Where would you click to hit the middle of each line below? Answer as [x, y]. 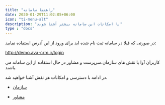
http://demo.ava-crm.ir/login [35, 53]
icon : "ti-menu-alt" [27, 19]
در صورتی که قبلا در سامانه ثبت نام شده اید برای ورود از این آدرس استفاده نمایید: [81, 43]
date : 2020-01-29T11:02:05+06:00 [40, 15]
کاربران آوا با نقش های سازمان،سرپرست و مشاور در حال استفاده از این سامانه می [82, 62]
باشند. [11, 68]
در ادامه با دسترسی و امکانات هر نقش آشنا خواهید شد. [56, 77]
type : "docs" [20, 29]
